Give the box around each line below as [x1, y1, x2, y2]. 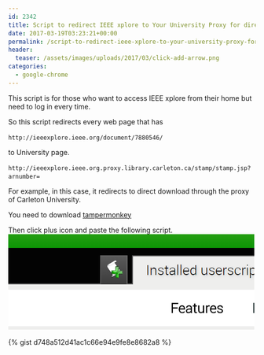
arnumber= [8, 172, 41, 180]
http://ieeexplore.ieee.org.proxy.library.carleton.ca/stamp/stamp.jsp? [8, 164, 251, 172]
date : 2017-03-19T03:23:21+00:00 [8, 29, 118, 37]
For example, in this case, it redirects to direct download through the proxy [8, 186, 250, 196]
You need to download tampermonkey [8, 209, 132, 220]
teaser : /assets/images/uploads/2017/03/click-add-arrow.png [15, 54, 220, 62]
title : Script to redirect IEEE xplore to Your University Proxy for [8, 20, 241, 29]
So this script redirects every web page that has [8, 116, 163, 126]
